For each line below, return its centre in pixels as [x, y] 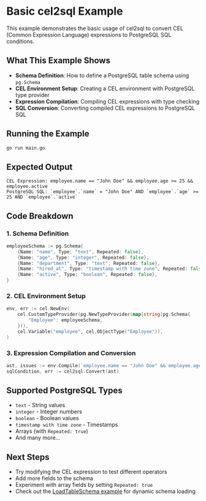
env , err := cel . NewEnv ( [38, 309]
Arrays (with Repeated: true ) [52, 431]
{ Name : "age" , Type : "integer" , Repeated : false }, [83, 258]
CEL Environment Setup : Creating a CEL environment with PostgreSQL [105, 88]
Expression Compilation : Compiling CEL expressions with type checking [107, 101]
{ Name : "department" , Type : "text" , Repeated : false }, [89, 263]
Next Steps [28, 457]
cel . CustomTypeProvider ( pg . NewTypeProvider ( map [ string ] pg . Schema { [104, 315]
